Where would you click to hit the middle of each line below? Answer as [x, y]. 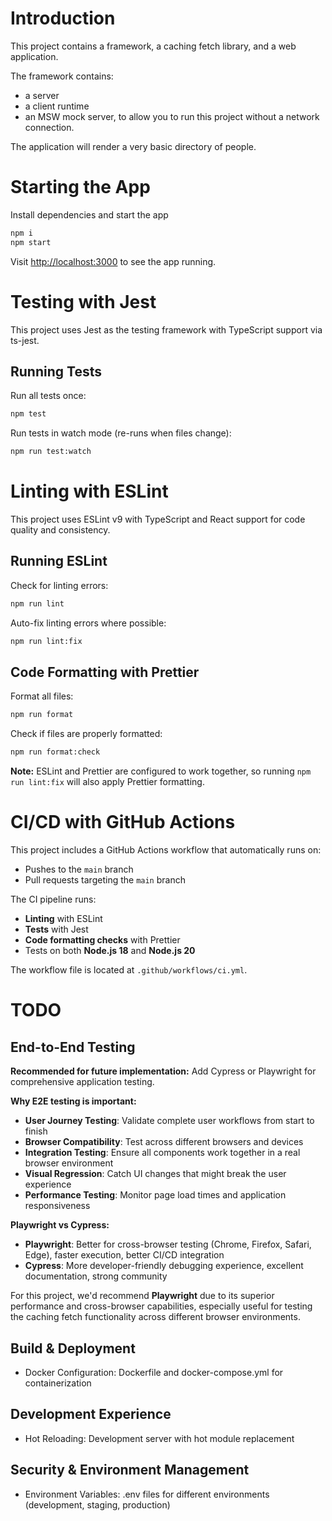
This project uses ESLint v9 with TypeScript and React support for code [158, 519]
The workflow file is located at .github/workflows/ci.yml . [129, 970]
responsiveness [57, 1206]
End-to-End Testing [73, 1047]
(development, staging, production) [97, 1504]
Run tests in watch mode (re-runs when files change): [121, 433]
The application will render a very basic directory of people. [133, 146]
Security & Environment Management [130, 1470]
